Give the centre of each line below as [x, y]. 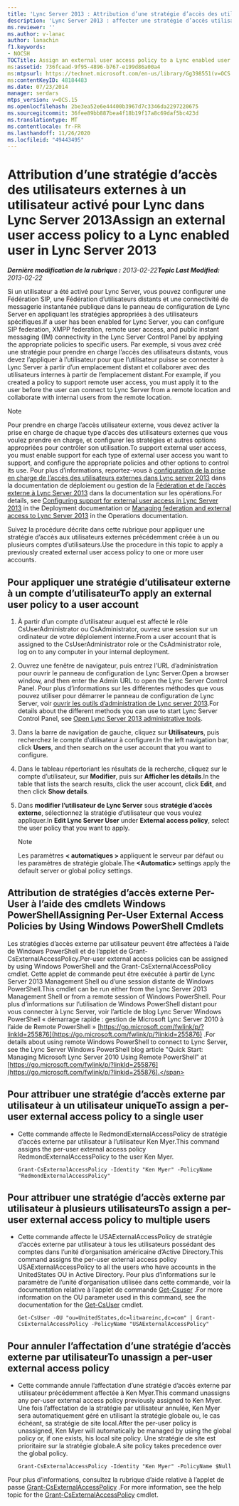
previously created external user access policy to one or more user [106, 552]
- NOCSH [19, 54]
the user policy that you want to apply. [74, 828]
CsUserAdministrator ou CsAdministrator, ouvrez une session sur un [118, 629]
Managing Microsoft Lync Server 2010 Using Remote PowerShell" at [107, 1057]
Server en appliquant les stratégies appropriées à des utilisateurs [103, 315]
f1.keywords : [27, 47]
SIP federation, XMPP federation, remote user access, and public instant [113, 330]
